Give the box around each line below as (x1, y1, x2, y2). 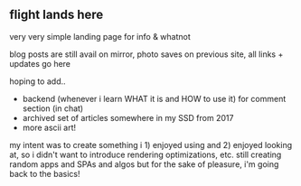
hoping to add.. (9, 76, 66, 87)
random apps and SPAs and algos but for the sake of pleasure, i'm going (9, 158, 279, 170)
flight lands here (9, 7, 104, 23)
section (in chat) (22, 103, 84, 114)
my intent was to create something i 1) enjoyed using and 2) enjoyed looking (9, 139, 293, 150)
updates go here (9, 58, 71, 69)
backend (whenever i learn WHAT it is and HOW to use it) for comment (22, 93, 287, 104)
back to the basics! (9, 168, 80, 179)
